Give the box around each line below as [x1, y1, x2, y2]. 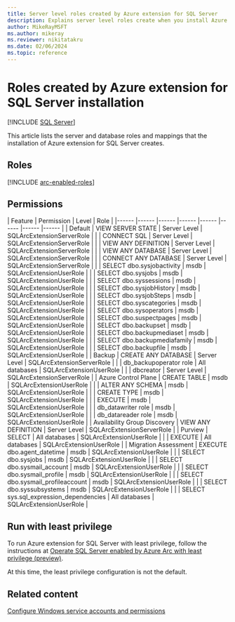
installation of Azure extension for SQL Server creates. [7, 138, 165, 147]
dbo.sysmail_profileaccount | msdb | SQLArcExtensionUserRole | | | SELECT [7, 478, 228, 487]
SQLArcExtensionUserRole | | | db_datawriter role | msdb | [7, 403, 175, 411]
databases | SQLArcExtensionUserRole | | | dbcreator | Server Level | [7, 366, 207, 374]
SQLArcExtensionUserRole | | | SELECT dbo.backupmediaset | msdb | [7, 329, 209, 337]
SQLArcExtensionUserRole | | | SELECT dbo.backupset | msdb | [7, 321, 192, 330]
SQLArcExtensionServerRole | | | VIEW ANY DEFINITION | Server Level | [7, 239, 215, 248]
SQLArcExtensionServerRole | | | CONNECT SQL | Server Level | [7, 232, 193, 240]
